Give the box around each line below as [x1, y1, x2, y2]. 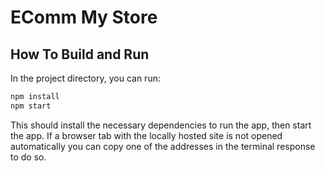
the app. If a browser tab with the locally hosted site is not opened [10, 129, 283, 141]
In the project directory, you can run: [10, 72, 161, 84]
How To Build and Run [10, 46, 150, 63]
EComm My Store [10, 6, 158, 29]
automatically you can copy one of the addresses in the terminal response [10, 140, 316, 152]
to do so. [10, 151, 47, 163]
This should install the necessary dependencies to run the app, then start [10, 119, 312, 131]
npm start [10, 101, 52, 111]
